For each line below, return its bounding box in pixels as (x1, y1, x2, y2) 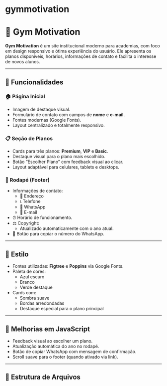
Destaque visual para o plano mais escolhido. (12, 154, 106, 160)
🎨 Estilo (5, 250, 29, 258)
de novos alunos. (5, 59, 40, 65)
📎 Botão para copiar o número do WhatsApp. (12, 231, 104, 237)
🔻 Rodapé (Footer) (5, 177, 50, 184)
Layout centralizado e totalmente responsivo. (12, 122, 105, 128)
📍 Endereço (19, 193, 44, 199)
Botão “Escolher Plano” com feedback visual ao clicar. (12, 159, 124, 165)
